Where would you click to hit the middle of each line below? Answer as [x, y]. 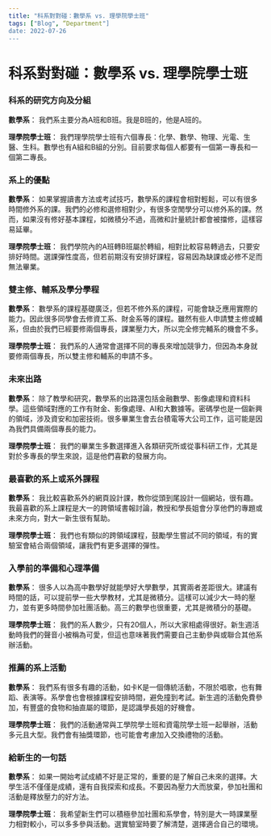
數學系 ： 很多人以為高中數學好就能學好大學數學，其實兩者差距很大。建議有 [133, 587]
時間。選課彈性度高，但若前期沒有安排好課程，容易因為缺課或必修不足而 [142, 257]
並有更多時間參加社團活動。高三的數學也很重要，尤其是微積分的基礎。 [139, 607]
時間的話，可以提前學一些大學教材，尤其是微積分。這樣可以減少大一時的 [128, 598]
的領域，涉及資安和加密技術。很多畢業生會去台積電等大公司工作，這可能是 [132, 418]
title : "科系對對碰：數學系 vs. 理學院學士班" [79, 16]
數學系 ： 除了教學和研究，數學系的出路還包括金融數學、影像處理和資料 [126, 398]
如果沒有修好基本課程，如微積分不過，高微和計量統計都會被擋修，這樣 [139, 220]
